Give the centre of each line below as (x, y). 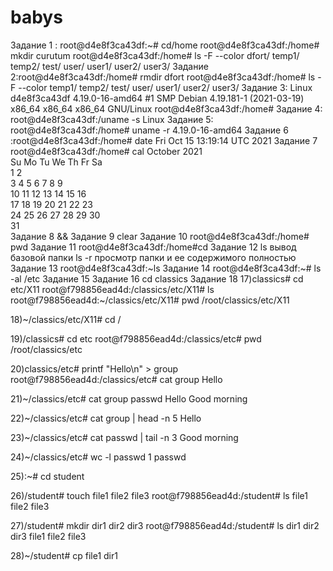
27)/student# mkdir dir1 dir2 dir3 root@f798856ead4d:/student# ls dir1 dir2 (165, 525)
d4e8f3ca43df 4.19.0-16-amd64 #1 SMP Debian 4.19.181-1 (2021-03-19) (157, 98)
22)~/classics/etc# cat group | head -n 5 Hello (106, 418)
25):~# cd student (47, 476)
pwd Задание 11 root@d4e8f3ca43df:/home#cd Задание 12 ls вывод (153, 247)
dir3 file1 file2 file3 (48, 536)
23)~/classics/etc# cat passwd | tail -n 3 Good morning (124, 437)
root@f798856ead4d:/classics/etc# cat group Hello (116, 379)
